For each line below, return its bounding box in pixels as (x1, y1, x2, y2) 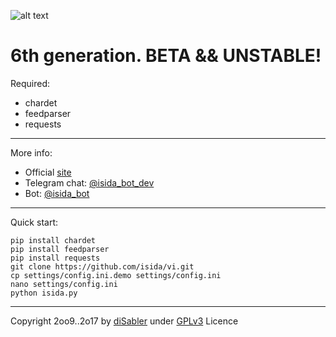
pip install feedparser (10, 244, 110, 254)
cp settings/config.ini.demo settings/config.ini (10, 270, 222, 280)
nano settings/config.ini (10, 279, 118, 289)
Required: (10, 77, 51, 89)
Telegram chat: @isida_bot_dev (24, 176, 155, 189)
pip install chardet (10, 235, 97, 245)
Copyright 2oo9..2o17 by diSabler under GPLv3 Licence (10, 315, 239, 327)
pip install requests (10, 253, 101, 263)
